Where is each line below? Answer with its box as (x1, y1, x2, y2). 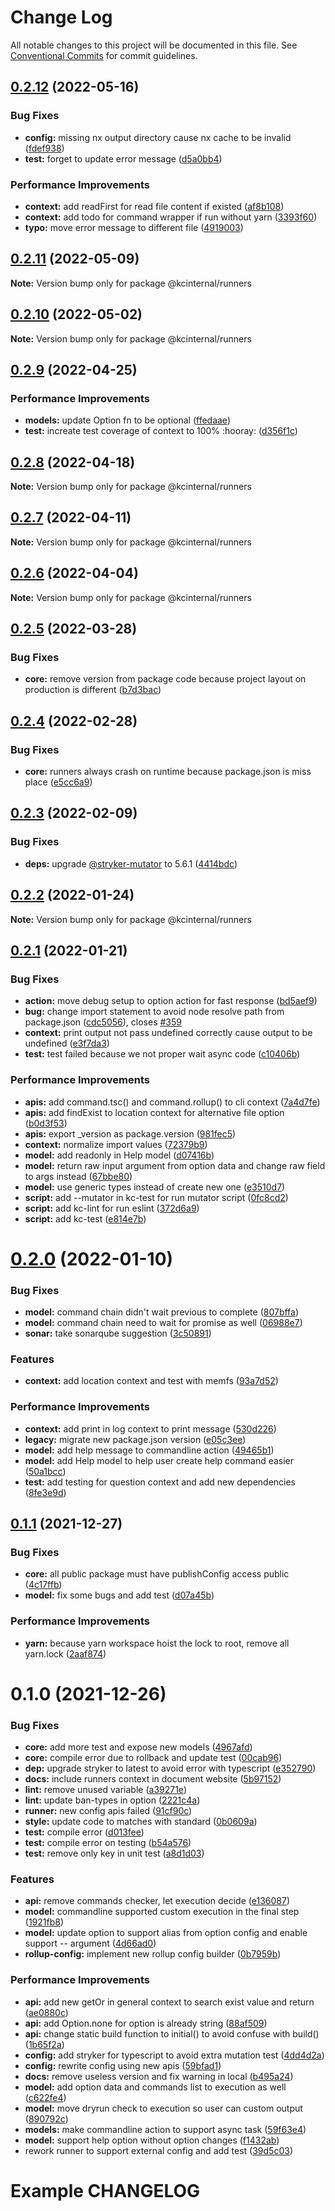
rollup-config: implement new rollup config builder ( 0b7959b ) (24, 1948, 282, 1960)
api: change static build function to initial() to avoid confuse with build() (24, 2027, 320, 2040)
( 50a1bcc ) (24, 1465, 67, 1477)
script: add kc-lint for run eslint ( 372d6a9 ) (24, 1202, 200, 1214)
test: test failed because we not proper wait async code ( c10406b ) (24, 1048, 301, 1060)
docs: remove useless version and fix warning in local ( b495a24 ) (24, 2070, 294, 2082)
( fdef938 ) (24, 142, 65, 154)
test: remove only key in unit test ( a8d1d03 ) (24, 1847, 205, 1860)
